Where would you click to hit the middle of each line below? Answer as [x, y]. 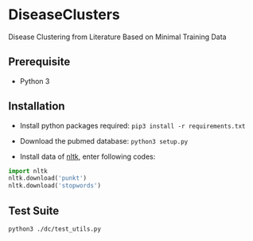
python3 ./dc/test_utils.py [55, 229]
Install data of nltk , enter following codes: [88, 156]
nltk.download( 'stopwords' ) [55, 186]
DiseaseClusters [64, 15]
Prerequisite [39, 62]
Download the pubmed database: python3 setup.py [104, 140]
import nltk [28, 171]
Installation [37, 107]
